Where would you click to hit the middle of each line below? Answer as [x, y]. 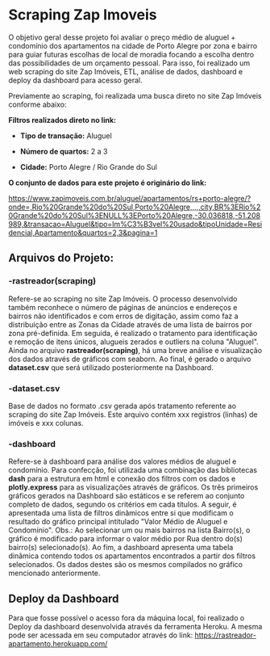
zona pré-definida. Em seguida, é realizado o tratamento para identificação [133, 333]
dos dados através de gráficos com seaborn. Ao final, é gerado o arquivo [130, 359]
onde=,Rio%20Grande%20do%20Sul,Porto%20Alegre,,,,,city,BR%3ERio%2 [135, 207]
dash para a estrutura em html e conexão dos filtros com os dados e [122, 479]
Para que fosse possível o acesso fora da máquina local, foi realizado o [127, 618]
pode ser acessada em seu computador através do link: [101, 635]
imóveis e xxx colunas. [46, 423]
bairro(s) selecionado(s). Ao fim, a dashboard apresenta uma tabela [121, 548]
